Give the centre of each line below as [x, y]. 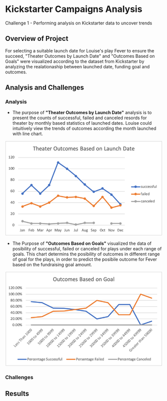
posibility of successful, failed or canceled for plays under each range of [87, 248]
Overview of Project [37, 39]
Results [17, 393]
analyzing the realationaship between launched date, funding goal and [78, 66]
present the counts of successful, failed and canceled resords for [80, 118]
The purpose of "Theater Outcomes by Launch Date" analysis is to [82, 113]
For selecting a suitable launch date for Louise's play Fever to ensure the [80, 50]
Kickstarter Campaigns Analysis [74, 9]
